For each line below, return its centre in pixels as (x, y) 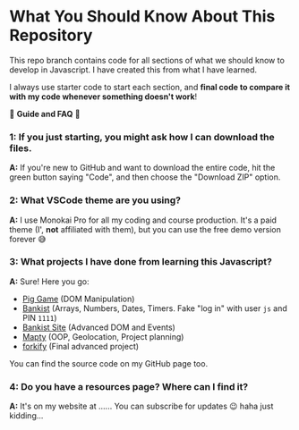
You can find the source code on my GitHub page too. (109, 363)
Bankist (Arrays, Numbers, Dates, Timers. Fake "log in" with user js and (155, 308)
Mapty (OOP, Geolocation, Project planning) (103, 336)
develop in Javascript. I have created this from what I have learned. (133, 70)
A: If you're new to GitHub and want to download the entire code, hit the (142, 168)
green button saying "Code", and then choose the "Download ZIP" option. (145, 177)
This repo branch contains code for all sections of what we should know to (147, 60)
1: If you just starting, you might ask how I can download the (142, 137)
